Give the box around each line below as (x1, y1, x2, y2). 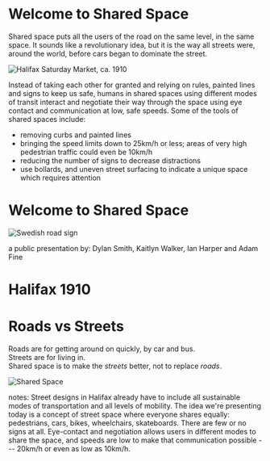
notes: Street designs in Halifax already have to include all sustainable (8, 392, 240, 402)
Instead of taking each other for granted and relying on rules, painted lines (8, 80, 255, 90)
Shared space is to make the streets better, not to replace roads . (8, 361, 222, 371)
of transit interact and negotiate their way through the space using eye (8, 97, 243, 107)
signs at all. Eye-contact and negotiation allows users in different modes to (8, 427, 256, 436)
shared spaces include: (8, 114, 86, 124)
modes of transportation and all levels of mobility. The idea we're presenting (8, 401, 262, 410)
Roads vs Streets (8, 317, 125, 336)
